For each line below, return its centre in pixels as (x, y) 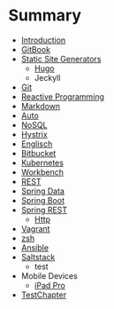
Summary (45, 16)
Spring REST (44, 210)
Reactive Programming (63, 96)
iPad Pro (49, 285)
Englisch (37, 144)
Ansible (35, 247)
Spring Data (43, 191)
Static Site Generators (61, 59)
